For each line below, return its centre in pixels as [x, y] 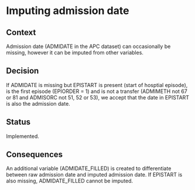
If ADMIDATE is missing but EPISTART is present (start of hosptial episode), [97, 85]
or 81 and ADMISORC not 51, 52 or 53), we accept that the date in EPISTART [97, 97]
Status [18, 122]
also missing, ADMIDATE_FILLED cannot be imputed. [70, 181]
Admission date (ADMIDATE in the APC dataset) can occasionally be [88, 46]
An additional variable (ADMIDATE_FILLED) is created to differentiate [89, 168]
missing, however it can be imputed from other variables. [75, 53]
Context [21, 32]
